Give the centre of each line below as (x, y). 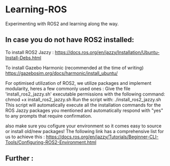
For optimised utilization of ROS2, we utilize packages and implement (78, 83)
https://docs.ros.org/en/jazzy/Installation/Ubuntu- (107, 52)
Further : (19, 159)
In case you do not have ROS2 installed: (70, 40)
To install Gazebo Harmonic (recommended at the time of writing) (75, 67)
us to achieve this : (25, 137)
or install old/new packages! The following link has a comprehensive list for (84, 131)
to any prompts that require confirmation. (49, 116)
